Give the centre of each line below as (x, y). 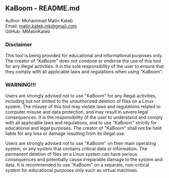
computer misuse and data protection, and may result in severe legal (77, 112)
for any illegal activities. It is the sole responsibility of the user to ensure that (85, 66)
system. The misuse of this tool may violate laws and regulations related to (83, 106)
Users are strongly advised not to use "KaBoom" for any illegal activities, (81, 96)
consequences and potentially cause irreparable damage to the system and (84, 160)
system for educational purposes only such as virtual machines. (72, 170)
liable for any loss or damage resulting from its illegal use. (65, 133)
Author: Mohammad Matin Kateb (39, 20)
